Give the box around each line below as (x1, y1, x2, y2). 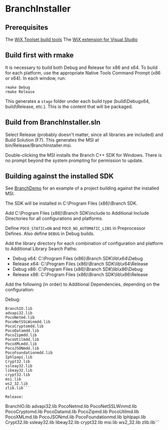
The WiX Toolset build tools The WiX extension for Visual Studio (5, 36, 138, 42)
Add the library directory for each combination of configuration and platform (5, 240, 163, 247)
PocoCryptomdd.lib (5, 324, 44, 329)
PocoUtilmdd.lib (5, 337, 39, 342)
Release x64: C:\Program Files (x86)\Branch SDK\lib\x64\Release (12, 261, 148, 267)
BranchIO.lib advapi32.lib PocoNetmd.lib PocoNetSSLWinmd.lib (5, 403, 137, 409)
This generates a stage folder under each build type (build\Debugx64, (5, 98, 150, 104)
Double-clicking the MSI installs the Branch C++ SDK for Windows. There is (5, 152, 162, 158)
